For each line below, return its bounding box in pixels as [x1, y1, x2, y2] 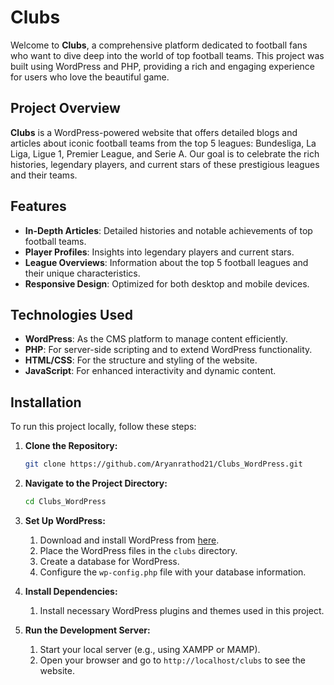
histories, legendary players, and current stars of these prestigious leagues [10, 158, 320, 170]
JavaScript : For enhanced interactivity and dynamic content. [24, 365, 277, 377]
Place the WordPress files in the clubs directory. [39, 544, 238, 556]
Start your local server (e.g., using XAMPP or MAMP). [39, 643, 261, 655]
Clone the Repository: [24, 440, 118, 452]
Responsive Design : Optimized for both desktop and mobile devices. [24, 277, 310, 290]
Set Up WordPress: [24, 514, 106, 526]
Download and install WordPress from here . [39, 534, 220, 546]
